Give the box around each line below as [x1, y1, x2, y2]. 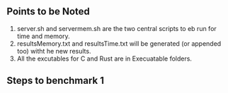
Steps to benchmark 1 [6, 75, 104, 87]
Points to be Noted [6, 6, 90, 18]
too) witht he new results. [16, 46, 91, 55]
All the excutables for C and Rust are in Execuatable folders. [16, 54, 193, 63]
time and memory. [16, 32, 70, 40]
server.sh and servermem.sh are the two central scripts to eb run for [16, 24, 217, 32]
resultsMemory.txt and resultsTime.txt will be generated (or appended [16, 39, 222, 48]
